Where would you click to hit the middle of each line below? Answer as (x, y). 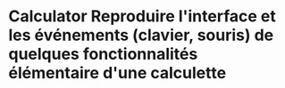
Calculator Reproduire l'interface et (142, 16)
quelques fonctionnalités (103, 54)
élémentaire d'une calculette (117, 73)
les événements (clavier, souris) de (141, 35)
